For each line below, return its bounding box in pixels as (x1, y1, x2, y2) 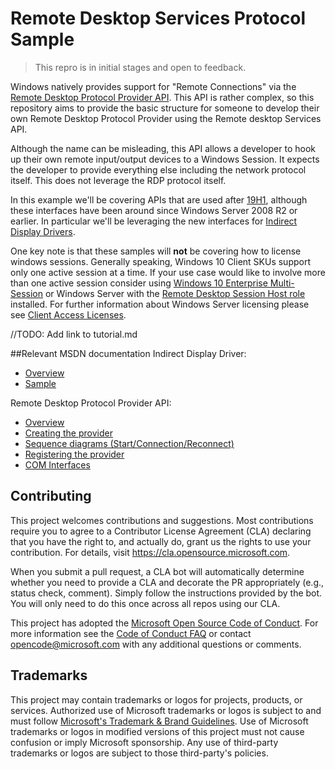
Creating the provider (24, 427, 113, 439)
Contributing (10, 488, 92, 505)
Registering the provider (24, 448, 125, 460)
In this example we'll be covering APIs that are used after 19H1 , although (10, 193, 308, 206)
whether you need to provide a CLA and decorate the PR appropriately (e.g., (10, 576, 325, 588)
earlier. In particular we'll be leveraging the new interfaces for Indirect (10, 215, 298, 227)
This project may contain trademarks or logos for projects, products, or (10, 693, 303, 706)
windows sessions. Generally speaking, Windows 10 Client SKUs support (10, 255, 312, 267)
